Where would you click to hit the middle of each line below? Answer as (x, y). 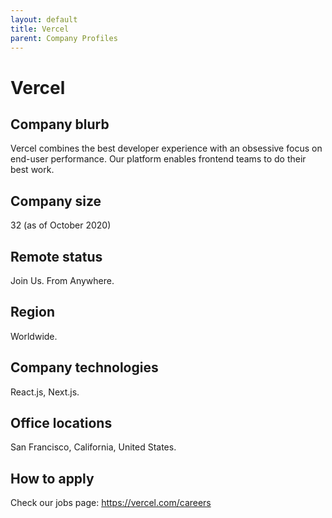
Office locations (61, 423)
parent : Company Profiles (64, 38)
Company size (56, 201)
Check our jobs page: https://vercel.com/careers (111, 503)
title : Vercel (40, 29)
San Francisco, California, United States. (93, 447)
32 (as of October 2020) (61, 225)
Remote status (56, 256)
